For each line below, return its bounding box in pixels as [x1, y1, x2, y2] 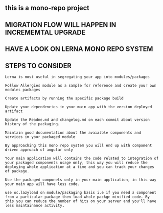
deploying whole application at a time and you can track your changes [5, 164, 154, 169]
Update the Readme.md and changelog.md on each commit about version [5, 117, 150, 122]
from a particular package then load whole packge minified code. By [5, 194, 150, 199]
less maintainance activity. [5, 203, 65, 208]
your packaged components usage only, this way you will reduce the [5, 160, 148, 165]
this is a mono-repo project [5, 4, 90, 12]
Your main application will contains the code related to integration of [5, 156, 159, 161]
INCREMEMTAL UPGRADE [5, 28, 86, 36]
